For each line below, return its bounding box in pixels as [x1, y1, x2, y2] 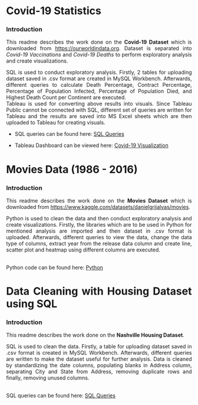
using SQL [6, 297, 58, 311]
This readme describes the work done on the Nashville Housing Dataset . [6, 332, 184, 339]
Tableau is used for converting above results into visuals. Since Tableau [6, 100, 192, 107]
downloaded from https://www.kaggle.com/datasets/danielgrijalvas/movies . [6, 203, 190, 210]
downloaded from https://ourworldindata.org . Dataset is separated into [6, 45, 192, 52]
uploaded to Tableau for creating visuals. [6, 119, 105, 126]
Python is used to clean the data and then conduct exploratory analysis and [6, 214, 192, 222]
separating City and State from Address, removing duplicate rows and [6, 368, 192, 375]
